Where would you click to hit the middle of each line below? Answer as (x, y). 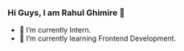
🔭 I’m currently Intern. (55, 30)
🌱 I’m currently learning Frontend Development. (98, 38)
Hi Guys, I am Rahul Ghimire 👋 (66, 13)
